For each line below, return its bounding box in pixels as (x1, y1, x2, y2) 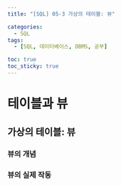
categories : (7, 23, 43, 31)
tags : (7, 36, 24, 43)
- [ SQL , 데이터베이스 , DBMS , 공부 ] (14, 43, 108, 51)
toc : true (7, 56, 37, 63)
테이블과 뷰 (7, 95, 68, 112)
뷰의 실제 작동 (7, 170, 52, 180)
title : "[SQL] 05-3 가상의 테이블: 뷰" (7, 10, 116, 18)
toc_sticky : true (7, 63, 59, 70)
